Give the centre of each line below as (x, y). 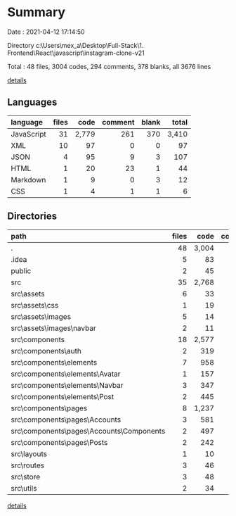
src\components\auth (46, 351)
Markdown (28, 180)
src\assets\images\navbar (53, 328)
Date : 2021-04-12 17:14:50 (46, 32)
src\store (26, 477)
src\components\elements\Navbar (67, 385)
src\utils (24, 488)
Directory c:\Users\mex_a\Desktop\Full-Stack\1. (76, 45)
